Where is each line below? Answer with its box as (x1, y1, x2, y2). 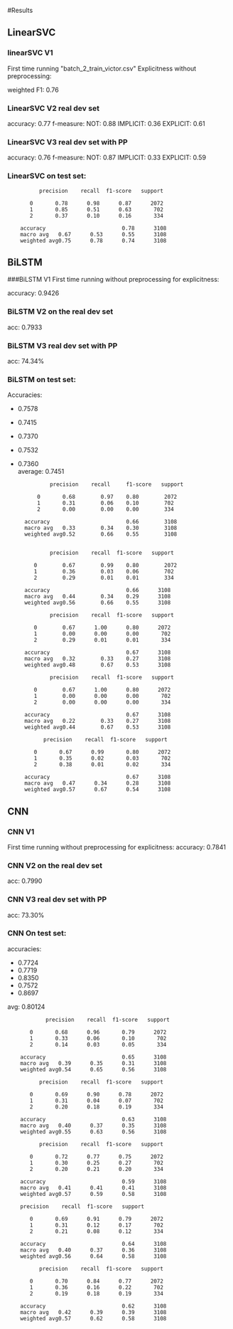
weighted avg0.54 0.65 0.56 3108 (20, 1066, 167, 1073)
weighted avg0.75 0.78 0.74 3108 (20, 237, 167, 244)
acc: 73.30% (7, 911, 45, 919)
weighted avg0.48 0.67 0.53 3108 (24, 662, 171, 669)
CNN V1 (7, 827, 35, 837)
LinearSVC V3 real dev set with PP (7, 137, 128, 147)
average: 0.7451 (17, 467, 65, 476)
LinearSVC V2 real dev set (7, 103, 99, 113)
